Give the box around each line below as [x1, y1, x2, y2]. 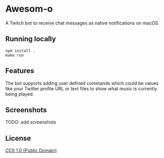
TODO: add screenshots [5, 119, 56, 125]
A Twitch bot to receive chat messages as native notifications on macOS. [5, 20, 160, 26]
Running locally [5, 35, 56, 43]
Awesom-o [5, 3, 53, 15]
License [5, 134, 31, 143]
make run [5, 52, 24, 58]
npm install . [5, 48, 36, 54]
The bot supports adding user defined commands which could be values [5, 80, 159, 86]
